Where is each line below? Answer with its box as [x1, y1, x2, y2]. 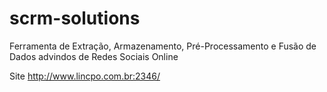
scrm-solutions [9, 7, 141, 30]
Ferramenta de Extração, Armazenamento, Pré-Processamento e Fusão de [9, 40, 317, 52]
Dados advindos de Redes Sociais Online [9, 50, 179, 62]
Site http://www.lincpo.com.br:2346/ [9, 70, 161, 82]
